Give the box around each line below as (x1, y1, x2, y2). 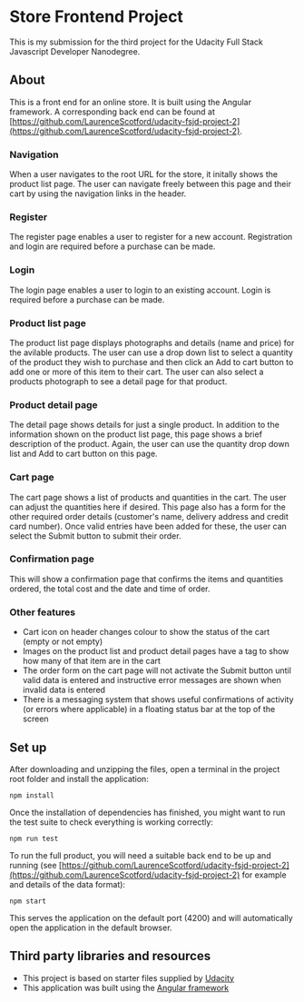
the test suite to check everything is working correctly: (9, 816, 213, 828)
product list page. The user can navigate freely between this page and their (9, 179, 292, 190)
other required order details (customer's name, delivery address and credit (9, 511, 289, 521)
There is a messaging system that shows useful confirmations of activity (22, 694, 294, 705)
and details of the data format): (9, 878, 125, 889)
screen (22, 713, 49, 724)
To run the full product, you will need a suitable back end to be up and (9, 849, 271, 860)
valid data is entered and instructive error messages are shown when (22, 675, 281, 686)
